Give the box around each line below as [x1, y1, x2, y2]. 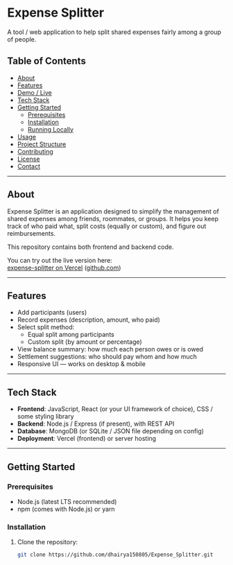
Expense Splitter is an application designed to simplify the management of [7, 207, 220, 216]
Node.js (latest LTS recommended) [17, 497, 117, 505]
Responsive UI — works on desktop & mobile [17, 360, 146, 368]
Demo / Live [17, 88, 52, 96]
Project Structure [17, 140, 67, 148]
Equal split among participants [27, 331, 114, 339]
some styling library [17, 412, 74, 421]
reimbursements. [7, 229, 56, 237]
